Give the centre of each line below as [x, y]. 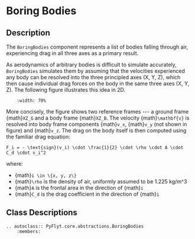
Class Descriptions [42, 213]
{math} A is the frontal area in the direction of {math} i [79, 188]
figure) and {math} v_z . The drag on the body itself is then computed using [96, 130]
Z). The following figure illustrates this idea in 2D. [66, 90]
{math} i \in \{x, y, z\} [45, 175]
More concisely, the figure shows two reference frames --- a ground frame [97, 112]
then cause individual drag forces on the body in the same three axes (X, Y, [98, 83]
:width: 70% [31, 101]
